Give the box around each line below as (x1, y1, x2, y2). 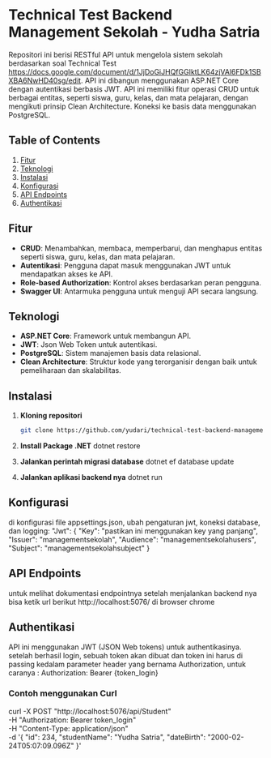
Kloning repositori (19, 411, 83, 421)
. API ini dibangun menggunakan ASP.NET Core (80, 75, 239, 85)
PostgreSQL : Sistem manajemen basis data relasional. (19, 349, 201, 358)
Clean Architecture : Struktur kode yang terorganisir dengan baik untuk (19, 357, 257, 366)
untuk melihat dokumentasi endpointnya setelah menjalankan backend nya (8, 588, 257, 597)
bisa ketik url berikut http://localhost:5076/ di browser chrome (8, 597, 215, 606)
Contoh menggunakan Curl (8, 687, 117, 699)
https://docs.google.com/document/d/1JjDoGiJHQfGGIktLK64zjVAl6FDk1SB (8, 66, 261, 76)
